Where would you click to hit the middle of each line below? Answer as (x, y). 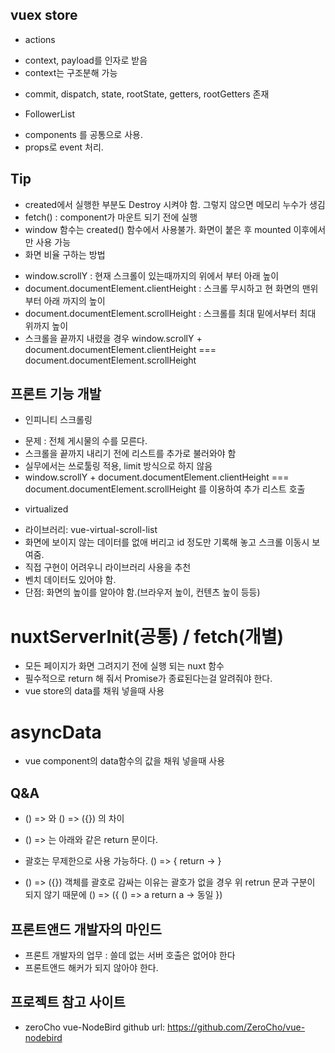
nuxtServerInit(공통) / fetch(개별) (147, 636)
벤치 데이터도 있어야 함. (70, 580)
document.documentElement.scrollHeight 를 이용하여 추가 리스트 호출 (165, 489)
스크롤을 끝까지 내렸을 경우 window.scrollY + (113, 338)
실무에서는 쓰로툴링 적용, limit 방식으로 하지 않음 (118, 466)
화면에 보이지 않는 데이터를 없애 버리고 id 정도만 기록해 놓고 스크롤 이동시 (167, 542)
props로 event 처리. (64, 147)
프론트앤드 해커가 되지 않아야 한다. (91, 967)
